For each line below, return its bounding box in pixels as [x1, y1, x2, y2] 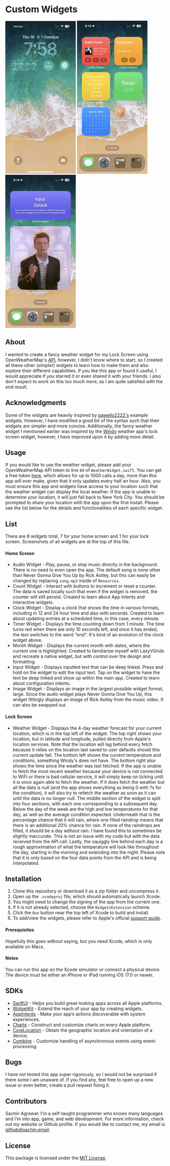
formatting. [12, 659, 37, 665]
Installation [5, 874, 42, 883]
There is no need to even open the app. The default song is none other [12, 567, 161, 573]
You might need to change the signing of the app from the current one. [12, 899, 161, 905]
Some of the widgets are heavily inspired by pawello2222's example [5, 412, 148, 418]
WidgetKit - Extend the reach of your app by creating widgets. [12, 1005, 143, 1011]
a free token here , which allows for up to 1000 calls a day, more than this [5, 473, 157, 479]
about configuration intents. [12, 680, 71, 687]
